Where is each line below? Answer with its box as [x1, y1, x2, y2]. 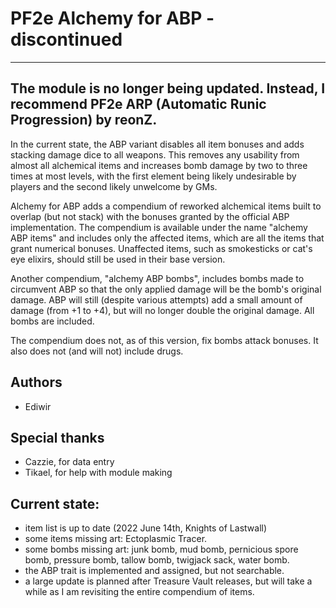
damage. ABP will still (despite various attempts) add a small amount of [10, 293, 303, 306]
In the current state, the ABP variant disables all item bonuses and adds [10, 138, 305, 150]
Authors [10, 374, 63, 391]
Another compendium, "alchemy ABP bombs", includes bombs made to [10, 272, 305, 284]
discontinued [10, 28, 123, 51]
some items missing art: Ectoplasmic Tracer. [24, 533, 208, 545]
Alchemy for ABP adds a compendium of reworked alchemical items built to [10, 200, 322, 212]
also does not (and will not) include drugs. [10, 345, 184, 357]
